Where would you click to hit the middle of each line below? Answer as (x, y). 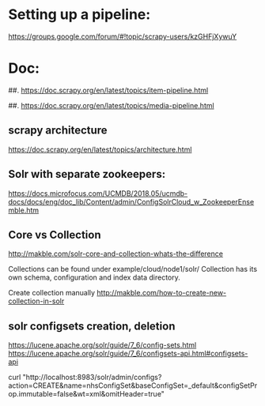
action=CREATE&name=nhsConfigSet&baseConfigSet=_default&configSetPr (133, 385)
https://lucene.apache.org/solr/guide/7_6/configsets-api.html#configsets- (128, 354)
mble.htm (24, 210)
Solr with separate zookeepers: (87, 174)
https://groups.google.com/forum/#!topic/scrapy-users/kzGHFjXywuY (123, 36)
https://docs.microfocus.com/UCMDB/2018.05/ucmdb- (98, 193)
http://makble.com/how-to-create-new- (162, 293)
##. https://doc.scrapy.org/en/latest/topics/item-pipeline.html (108, 90)
